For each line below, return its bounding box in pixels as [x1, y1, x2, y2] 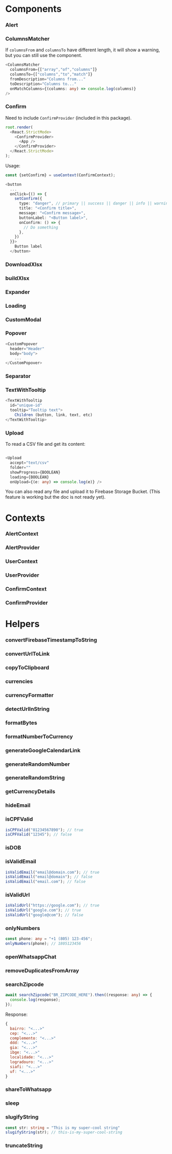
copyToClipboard [5, 664, 50, 671]
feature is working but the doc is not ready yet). [5, 494, 106, 500]
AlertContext [5, 530, 38, 537]
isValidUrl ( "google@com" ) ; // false [5, 913, 83, 918]
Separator [5, 373, 31, 380]
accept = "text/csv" [10, 460, 50, 465]
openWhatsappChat [5, 953, 57, 960]
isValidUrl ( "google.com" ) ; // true [5, 907, 81, 913]
